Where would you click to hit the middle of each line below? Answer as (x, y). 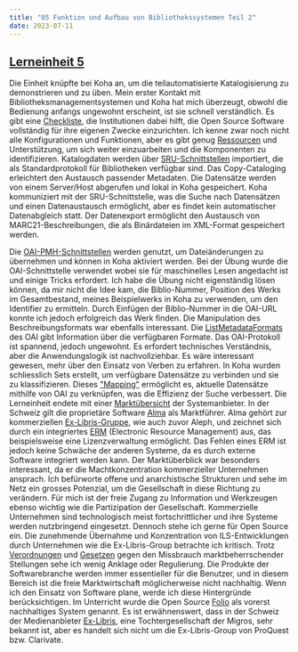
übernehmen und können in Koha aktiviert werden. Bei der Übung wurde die (149, 261)
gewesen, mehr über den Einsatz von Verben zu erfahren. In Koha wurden (145, 365)
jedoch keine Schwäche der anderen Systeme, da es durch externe (133, 451)
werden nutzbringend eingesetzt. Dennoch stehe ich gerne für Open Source (149, 526)
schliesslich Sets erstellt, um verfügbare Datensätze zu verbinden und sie (144, 375)
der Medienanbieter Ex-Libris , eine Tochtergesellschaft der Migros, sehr (141, 621)
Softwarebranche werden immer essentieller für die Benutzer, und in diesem (149, 574)
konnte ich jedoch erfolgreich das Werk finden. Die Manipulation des (135, 318)
